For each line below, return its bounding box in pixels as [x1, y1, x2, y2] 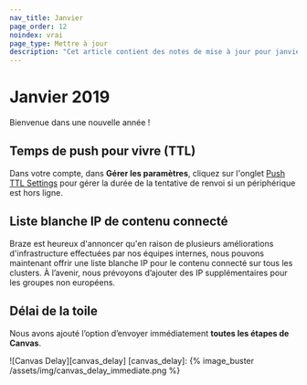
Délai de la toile [9, 304, 99, 319]
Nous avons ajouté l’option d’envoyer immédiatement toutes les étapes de [9, 327, 290, 338]
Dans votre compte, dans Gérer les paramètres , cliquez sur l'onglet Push [9, 167, 286, 178]
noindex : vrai [9, 30, 64, 39]
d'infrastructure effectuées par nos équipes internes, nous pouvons [9, 248, 265, 259]
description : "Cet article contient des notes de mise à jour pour [9, 48, 272, 57]
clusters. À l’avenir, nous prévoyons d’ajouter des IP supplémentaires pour [9, 267, 288, 278]
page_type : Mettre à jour [9, 38, 108, 48]
